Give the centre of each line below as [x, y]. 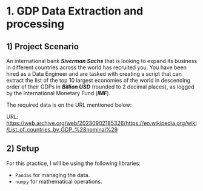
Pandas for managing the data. [52, 175]
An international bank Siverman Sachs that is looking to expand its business [102, 61]
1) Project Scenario [42, 46]
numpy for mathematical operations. [58, 181]
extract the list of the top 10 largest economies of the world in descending [98, 80]
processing [35, 24]
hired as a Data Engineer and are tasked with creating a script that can [94, 74]
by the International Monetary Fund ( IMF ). [58, 93]
